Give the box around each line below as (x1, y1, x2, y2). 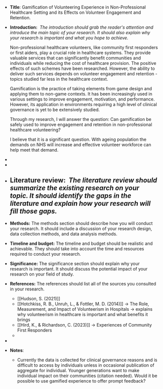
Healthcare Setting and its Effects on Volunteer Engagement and (9, 9, 141, 15)
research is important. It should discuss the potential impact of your (9, 266, 148, 272)
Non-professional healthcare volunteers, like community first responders (9, 45, 158, 50)
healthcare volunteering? (9, 127, 61, 133)
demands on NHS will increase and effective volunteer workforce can (9, 142, 152, 148)
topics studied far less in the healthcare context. (9, 76, 109, 82)
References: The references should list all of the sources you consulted (9, 280, 157, 286)
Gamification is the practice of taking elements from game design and (9, 86, 152, 91)
